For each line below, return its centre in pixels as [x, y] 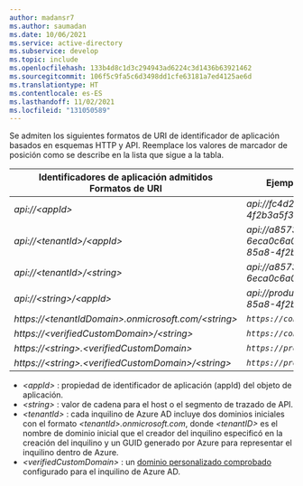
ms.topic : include [44, 60]
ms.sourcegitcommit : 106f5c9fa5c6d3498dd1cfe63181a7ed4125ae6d [131, 77]
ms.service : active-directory [66, 43]
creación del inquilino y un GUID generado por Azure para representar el [157, 443]
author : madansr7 [42, 18]
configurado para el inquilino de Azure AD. [101, 472]
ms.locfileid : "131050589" [60, 110]
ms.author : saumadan [48, 26]
